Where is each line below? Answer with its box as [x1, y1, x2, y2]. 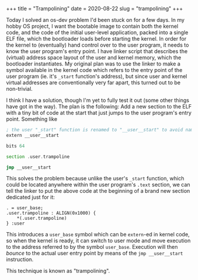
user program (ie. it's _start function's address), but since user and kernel [6, 73, 187, 80]
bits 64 [6, 143, 25, 149]
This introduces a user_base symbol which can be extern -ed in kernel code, [6, 231, 190, 238]
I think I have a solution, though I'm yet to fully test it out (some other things [6, 97, 190, 104]
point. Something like [6, 116, 58, 123]
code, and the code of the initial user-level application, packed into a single [6, 29, 189, 36]
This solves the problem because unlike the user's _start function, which [6, 175, 184, 182]
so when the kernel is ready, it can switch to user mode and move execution [6, 237, 191, 244]
